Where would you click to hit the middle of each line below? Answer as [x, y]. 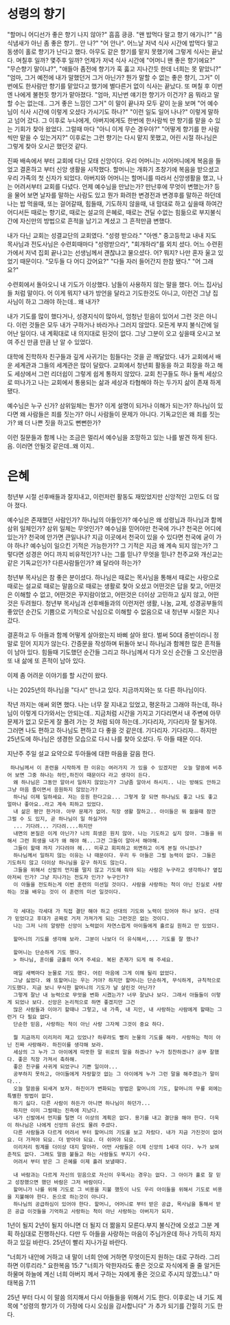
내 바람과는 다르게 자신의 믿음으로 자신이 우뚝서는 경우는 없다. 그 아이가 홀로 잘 [113, 1175]
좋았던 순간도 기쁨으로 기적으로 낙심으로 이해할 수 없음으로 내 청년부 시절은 [107, 612]
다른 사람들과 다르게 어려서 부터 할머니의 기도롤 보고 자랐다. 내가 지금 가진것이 [112, 1132]
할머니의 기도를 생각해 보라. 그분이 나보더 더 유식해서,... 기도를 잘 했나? [106, 939]
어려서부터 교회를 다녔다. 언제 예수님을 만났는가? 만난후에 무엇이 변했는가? [113, 186]
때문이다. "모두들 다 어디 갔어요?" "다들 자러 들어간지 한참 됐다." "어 [110, 261]
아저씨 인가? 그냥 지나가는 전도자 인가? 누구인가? [68, 877]
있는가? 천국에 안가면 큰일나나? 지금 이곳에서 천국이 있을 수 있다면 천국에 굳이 [111, 537]
